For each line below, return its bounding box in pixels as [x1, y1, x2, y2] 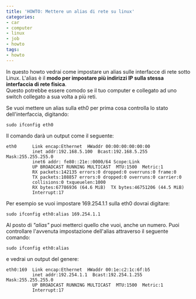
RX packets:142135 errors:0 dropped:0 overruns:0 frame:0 [32, 169, 177, 175]
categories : [6, 14, 35, 20]
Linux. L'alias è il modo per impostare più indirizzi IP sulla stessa [6, 74, 164, 81]
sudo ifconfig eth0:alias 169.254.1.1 [6, 211, 101, 217]
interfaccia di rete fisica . [6, 80, 67, 88]
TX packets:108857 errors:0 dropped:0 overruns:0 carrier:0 [32, 174, 182, 180]
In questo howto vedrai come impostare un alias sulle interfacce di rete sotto [6, 68, 191, 75]
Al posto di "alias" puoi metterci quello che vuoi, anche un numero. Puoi [6, 221, 180, 228]
